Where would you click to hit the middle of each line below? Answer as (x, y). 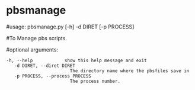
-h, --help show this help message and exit (76, 60)
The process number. (95, 81)
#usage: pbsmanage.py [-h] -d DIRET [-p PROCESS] (70, 27)
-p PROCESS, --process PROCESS (53, 76)
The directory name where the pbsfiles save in (130, 71)
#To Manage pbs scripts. (36, 38)
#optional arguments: (32, 49)
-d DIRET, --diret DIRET (45, 66)
